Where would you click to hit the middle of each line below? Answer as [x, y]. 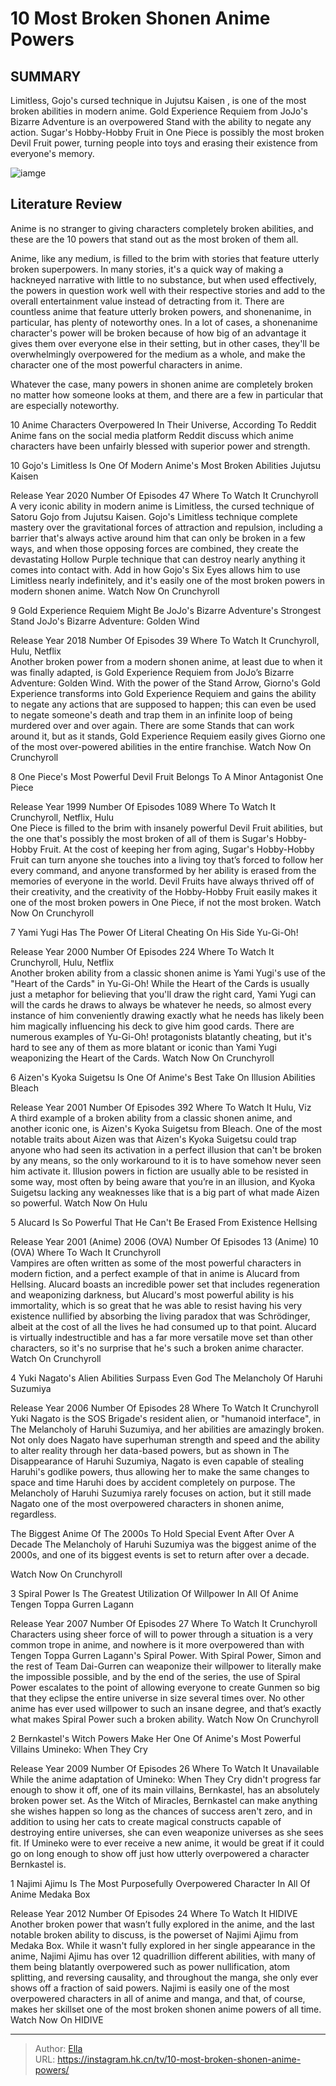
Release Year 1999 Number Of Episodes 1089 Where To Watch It [143, 806]
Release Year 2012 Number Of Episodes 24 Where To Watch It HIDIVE [154, 1913]
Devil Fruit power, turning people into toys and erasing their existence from [164, 143]
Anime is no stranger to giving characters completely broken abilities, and [162, 228]
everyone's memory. [52, 153]
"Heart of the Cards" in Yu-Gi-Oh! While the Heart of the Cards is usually [160, 983]
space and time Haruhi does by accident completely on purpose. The [153, 1482]
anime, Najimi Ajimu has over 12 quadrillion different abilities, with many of [163, 1956]
